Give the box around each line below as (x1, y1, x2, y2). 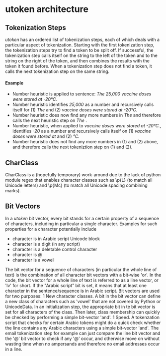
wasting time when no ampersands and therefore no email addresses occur (5, 341, 160, 347)
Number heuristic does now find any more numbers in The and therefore (12, 112, 162, 118)
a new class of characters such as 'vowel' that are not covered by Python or (5, 298, 161, 304)
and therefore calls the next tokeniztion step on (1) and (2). (12, 144, 133, 150)
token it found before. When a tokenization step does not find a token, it (5, 63, 153, 69)
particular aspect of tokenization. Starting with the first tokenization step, (5, 42, 155, 48)
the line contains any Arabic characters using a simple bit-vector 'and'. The (5, 325, 159, 331)
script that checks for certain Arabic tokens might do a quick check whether (5, 320, 161, 326)
